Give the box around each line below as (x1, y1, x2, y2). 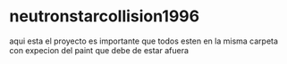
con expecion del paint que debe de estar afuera (9, 44, 190, 55)
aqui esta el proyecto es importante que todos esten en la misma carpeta (9, 36, 279, 46)
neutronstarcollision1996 (9, 6, 199, 27)
